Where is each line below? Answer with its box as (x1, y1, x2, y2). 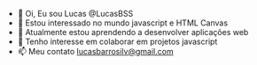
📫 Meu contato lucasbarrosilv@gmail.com (17, 47, 175, 56)
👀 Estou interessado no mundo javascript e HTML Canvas (17, 18, 229, 28)
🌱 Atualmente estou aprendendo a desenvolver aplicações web (17, 27, 249, 37)
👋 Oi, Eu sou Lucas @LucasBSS (17, 9, 134, 18)
